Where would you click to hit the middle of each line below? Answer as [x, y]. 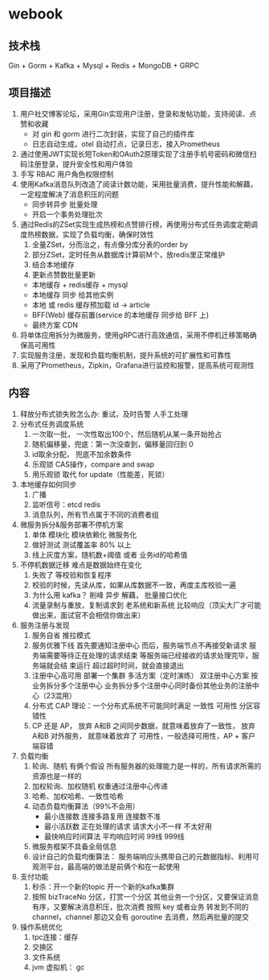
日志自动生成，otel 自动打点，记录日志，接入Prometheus [126, 144]
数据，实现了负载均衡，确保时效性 [98, 234]
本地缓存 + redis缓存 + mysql [80, 284]
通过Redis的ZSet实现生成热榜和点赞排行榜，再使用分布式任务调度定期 [135, 224]
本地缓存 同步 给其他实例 [73, 294]
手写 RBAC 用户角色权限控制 [67, 174]
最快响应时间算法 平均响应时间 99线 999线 [114, 836]
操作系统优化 [41, 927]
